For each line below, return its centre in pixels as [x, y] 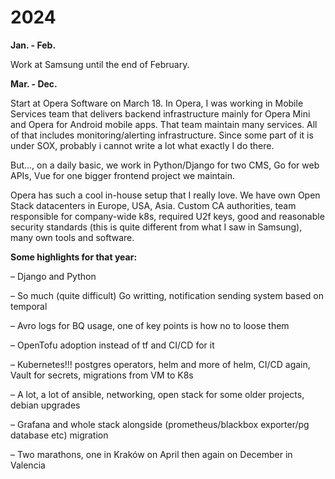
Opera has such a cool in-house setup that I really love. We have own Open [165, 195]
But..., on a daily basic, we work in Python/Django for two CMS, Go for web [165, 165]
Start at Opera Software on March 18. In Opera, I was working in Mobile [157, 103]
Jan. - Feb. [33, 45]
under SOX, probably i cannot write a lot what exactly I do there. [142, 145]
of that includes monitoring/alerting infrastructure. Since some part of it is [162, 135]
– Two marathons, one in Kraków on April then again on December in [151, 454]
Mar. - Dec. [34, 83]
